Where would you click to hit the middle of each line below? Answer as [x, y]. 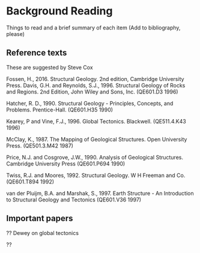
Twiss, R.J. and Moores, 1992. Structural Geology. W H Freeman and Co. [96, 175]
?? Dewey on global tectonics [43, 233]
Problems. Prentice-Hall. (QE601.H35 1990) [59, 110]
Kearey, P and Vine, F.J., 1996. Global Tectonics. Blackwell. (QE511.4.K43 [96, 121]
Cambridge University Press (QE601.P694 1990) [66, 164]
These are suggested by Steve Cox [50, 67]
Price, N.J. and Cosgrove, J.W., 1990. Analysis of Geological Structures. [95, 157]
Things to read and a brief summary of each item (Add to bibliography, [93, 28]
